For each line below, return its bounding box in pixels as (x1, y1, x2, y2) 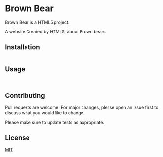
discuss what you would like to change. (5, 110, 85, 116)
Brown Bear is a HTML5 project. (5, 19, 70, 25)
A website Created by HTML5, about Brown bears (5, 29, 106, 34)
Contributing (5, 92, 45, 100)
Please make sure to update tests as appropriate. (5, 119, 105, 126)
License (5, 133, 30, 142)
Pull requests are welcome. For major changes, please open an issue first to (5, 104, 159, 111)
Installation (5, 43, 40, 52)
